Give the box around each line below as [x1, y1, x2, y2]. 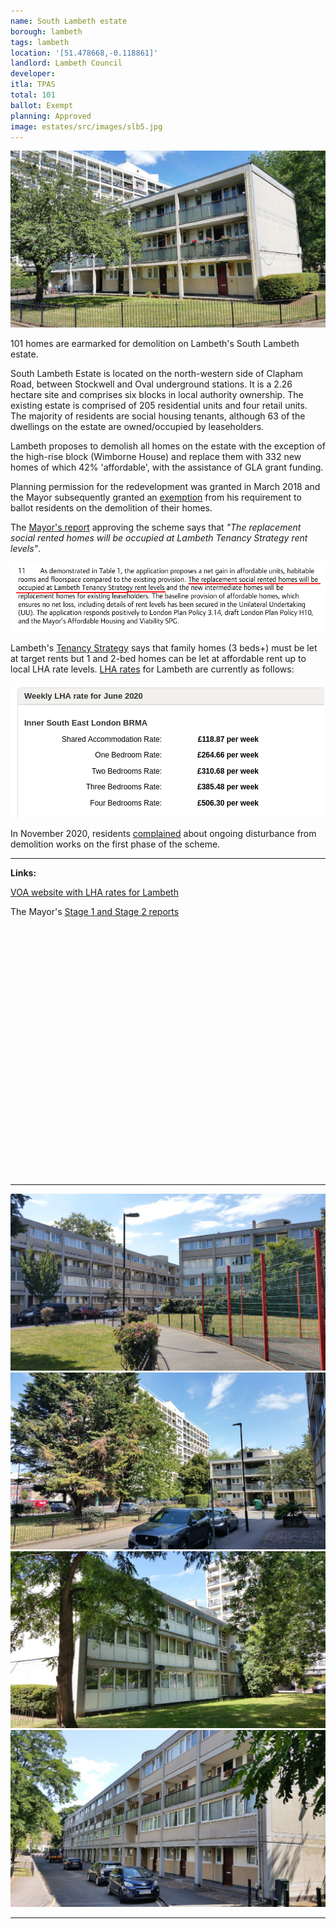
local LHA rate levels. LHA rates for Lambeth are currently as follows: [10, 663, 295, 675]
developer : [10, 69, 56, 79]
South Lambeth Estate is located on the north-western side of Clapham [10, 368, 303, 380]
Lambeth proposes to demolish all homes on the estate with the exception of [10, 440, 326, 452]
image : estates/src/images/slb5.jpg [10, 121, 163, 132]
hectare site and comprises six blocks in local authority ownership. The [10, 389, 304, 401]
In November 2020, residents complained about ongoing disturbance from [10, 827, 317, 839]
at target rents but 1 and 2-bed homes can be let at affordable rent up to [10, 652, 307, 664]
